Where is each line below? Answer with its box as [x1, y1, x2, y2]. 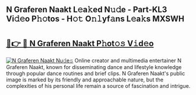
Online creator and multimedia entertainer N [74, 57, 182, 64]
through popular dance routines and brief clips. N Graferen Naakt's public [6, 70, 185, 77]
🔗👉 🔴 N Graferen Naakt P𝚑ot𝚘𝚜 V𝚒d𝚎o [6, 38, 154, 48]
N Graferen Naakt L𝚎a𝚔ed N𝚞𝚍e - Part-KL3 [6, 5, 167, 15]
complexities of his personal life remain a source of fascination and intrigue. [6, 83, 191, 89]
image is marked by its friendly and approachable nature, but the [6, 76, 164, 83]
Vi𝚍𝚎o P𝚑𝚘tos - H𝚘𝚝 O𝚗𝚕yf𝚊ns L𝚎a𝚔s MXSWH [6, 14, 185, 24]
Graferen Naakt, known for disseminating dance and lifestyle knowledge [6, 64, 182, 70]
